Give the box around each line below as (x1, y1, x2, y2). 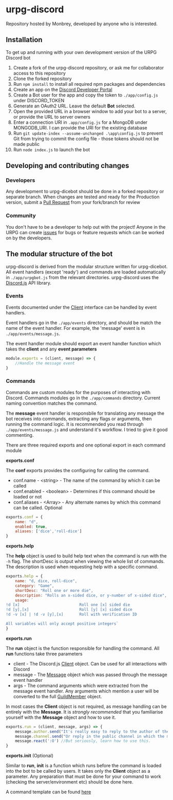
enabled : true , (15, 524, 48, 529)
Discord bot (6, 54, 31, 61)
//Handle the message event (15, 361, 75, 366)
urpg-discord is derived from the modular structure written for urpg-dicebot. (6, 263, 168, 269)
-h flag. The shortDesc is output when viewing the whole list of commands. (6, 559, 165, 565)
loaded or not (13, 493, 42, 499)
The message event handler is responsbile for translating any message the (6, 410, 165, 416)
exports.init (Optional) (6, 753, 53, 759)
